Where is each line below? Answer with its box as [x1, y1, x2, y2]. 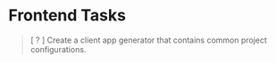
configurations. [29, 43, 87, 54]
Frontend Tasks [8, 5, 127, 26]
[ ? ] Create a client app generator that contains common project [29, 35, 267, 45]
